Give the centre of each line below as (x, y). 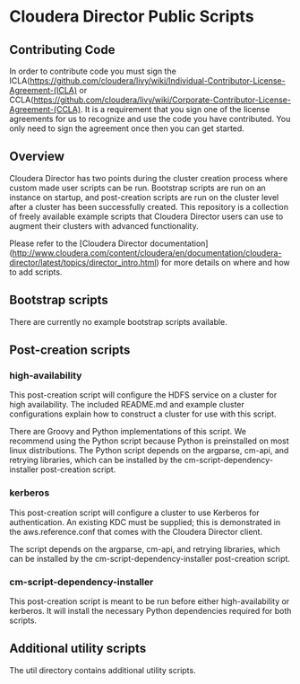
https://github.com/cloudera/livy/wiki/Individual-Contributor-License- (158, 81)
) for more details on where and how (223, 262)
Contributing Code (62, 50)
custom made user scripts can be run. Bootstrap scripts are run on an (137, 188)
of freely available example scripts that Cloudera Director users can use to (146, 216)
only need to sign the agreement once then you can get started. (127, 128)
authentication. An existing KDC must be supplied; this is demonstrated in (145, 522)
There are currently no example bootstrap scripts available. (119, 321)
